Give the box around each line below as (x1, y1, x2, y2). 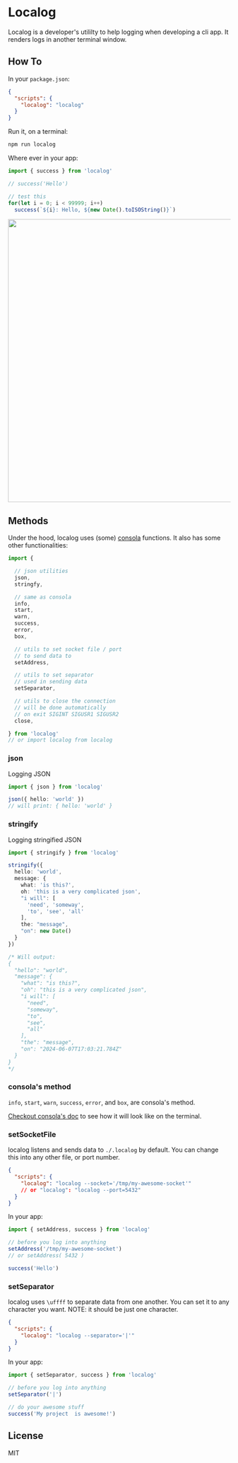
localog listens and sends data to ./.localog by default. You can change (8, 1145, 219, 1154)
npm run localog (8, 141, 56, 149)
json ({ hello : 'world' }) (8, 796, 84, 803)
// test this (8, 192, 47, 200)
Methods (8, 514, 49, 527)
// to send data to (14, 652, 72, 659)
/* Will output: (8, 953, 56, 961)
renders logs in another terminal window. (8, 35, 127, 43)
